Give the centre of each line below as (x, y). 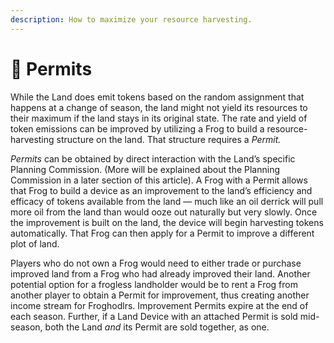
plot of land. (35, 243)
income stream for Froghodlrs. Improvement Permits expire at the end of (159, 305)
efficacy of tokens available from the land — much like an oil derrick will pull (167, 201)
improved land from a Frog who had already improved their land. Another (160, 273)
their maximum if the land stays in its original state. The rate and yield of (159, 118)
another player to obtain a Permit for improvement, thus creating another (160, 295)
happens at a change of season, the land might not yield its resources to (159, 107)
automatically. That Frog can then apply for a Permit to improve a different (162, 233)
